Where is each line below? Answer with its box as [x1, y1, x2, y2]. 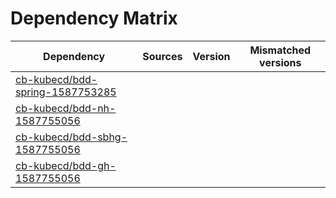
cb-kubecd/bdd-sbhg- [15, 130, 128, 144]
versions [259, 55, 302, 69]
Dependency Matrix [10, 7, 178, 30]
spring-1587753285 [15, 85, 117, 99]
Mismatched [249, 43, 312, 57]
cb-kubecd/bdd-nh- [15, 101, 117, 115]
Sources [142, 49, 183, 63]
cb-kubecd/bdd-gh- [15, 158, 117, 172]
